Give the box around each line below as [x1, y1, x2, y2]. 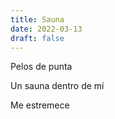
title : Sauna [10, 14, 65, 25]
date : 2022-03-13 [10, 24, 83, 34]
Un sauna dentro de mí [10, 80, 105, 92]
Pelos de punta [10, 61, 73, 73]
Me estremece [10, 99, 70, 111]
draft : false [10, 33, 65, 43]
